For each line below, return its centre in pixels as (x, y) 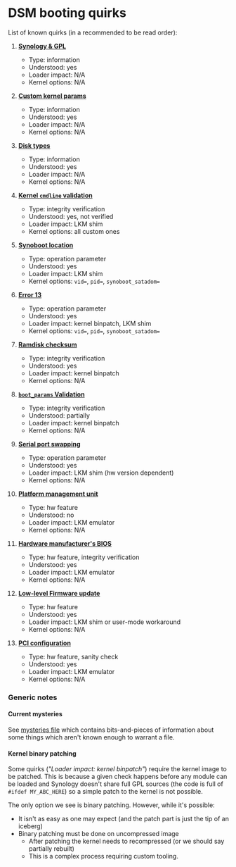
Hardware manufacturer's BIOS (65, 543)
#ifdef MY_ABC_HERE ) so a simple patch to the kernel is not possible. (105, 792)
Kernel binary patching (42, 753)
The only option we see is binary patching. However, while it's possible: (111, 805)
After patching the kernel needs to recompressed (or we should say (126, 841)
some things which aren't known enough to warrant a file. (91, 737)
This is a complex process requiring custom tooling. (103, 856)
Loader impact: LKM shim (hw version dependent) (101, 473)
